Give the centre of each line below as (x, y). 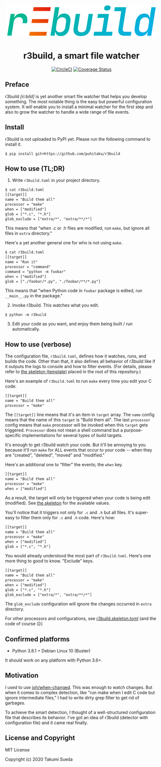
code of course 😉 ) (24, 624)
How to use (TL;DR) (35, 168)
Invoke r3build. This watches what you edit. (56, 305)
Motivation (22, 676)
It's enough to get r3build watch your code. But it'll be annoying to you (75, 445)
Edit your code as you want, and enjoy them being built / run (72, 324)
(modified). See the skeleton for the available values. (58, 503)
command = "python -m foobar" (36, 272)
